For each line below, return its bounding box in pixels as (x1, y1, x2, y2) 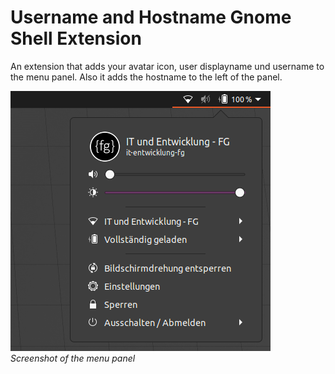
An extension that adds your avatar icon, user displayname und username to (10, 60, 325, 72)
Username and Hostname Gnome (10, 6, 292, 29)
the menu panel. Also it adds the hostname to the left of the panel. (10, 71, 283, 83)
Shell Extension (10, 27, 142, 50)
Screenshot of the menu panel (10, 352, 136, 364)
